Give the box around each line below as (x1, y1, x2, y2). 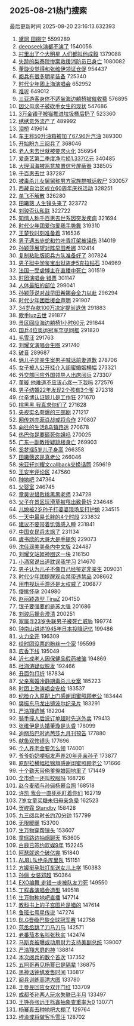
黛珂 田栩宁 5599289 (18, 35, 70, 42)
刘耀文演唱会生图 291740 (18, 341, 80, 348)
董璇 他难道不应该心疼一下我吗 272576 (18, 379, 114, 386)
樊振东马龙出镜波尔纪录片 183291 (18, 699, 100, 706)
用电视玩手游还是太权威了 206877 (18, 580, 102, 587)
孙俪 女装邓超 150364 (18, 871, 71, 878)
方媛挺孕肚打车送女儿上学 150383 (18, 864, 101, 871)
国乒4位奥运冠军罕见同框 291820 (18, 326, 99, 333)
